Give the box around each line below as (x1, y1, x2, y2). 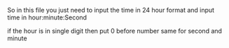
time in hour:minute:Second (7, 13, 88, 22)
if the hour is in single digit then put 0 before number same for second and (7, 27, 223, 35)
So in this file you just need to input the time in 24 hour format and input (7, 6, 215, 14)
